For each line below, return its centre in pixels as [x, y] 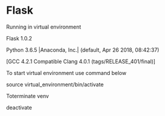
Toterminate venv [28, 96]
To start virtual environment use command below [66, 73]
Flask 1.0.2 [19, 38]
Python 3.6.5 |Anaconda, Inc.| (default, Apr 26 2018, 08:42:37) [83, 50]
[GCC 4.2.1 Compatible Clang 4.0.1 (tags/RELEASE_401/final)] [81, 61]
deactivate [19, 107]
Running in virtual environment [44, 27]
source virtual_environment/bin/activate [55, 84]
